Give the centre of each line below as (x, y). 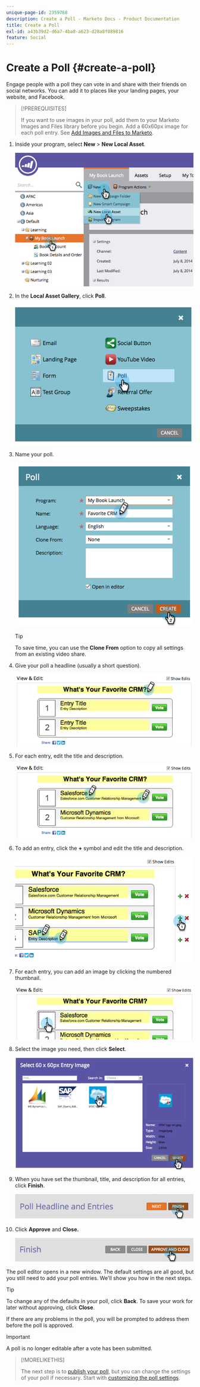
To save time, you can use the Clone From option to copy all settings (99, 647)
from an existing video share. (50, 654)
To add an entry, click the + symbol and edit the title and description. (99, 848)
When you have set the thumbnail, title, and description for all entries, (100, 1179)
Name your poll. (34, 455)
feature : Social (26, 38)
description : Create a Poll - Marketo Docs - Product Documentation (93, 19)
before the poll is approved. (40, 1325)
